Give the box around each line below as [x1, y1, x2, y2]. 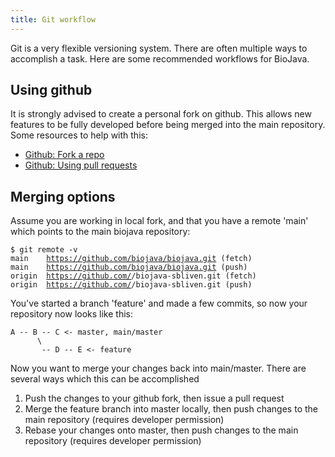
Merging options [10, 188, 116, 205]
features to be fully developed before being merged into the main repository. [10, 119, 326, 131]
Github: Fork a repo [24, 149, 105, 161]
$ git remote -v [10, 245, 78, 255]
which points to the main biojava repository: [10, 226, 191, 238]
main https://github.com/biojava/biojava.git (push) [10, 262, 248, 273]
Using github [10, 82, 93, 99]
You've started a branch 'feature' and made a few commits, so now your [10, 297, 308, 310]
